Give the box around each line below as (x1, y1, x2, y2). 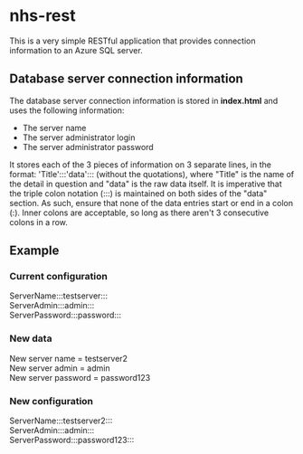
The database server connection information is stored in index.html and (9, 95, 279, 106)
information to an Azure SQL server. (9, 44, 143, 55)
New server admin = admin (9, 363, 110, 374)
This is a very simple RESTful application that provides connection (9, 35, 256, 46)
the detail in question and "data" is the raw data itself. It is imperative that (9, 178, 282, 189)
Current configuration (9, 270, 109, 283)
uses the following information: (9, 105, 125, 116)
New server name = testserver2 (9, 353, 128, 364)
